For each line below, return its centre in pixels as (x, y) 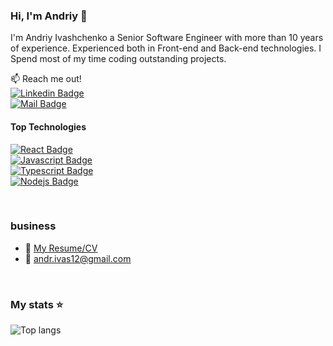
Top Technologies (48, 126)
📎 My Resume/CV (61, 248)
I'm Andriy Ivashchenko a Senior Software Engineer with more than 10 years (167, 38)
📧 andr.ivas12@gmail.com (78, 258)
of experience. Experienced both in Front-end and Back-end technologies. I (166, 48)
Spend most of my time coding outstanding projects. (118, 59)
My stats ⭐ (37, 304)
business (33, 226)
